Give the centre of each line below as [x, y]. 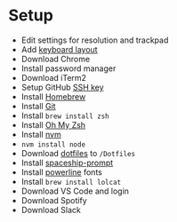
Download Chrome [56, 59]
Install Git [38, 106]
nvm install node [53, 144]
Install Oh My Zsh [53, 124]
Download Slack [51, 210]
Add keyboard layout [60, 49]
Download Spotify [54, 200]
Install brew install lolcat [71, 181]
